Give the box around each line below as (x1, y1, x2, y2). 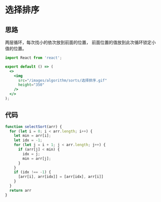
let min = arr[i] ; (14, 133, 51, 138)
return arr (9, 188, 32, 193)
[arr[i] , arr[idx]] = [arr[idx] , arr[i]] (18, 175, 104, 179)
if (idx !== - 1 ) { (14, 170, 51, 175)
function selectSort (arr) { (5, 124, 62, 129)
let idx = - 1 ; (14, 138, 42, 143)
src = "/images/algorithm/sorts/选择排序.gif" (18, 78, 107, 83)
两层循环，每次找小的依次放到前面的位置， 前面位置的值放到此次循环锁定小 (5, 40, 156, 45)
